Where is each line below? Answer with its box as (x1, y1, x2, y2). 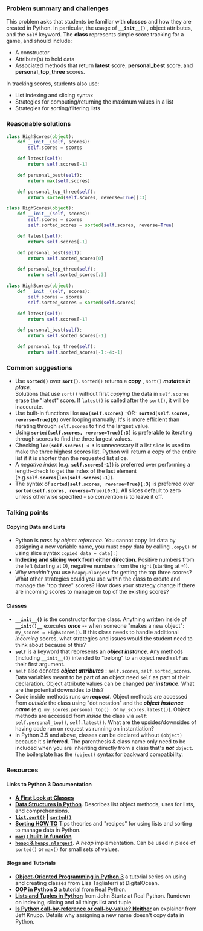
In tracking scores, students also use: (6, 80, 100, 87)
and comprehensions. (14, 807, 69, 814)
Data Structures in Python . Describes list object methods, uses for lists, (14, 800, 195, 808)
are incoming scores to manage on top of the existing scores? (14, 588, 169, 596)
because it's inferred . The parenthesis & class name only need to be (14, 737, 186, 745)
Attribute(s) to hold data (14, 56, 75, 63)
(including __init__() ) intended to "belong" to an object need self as (14, 654, 188, 661)
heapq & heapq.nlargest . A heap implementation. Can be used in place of (14, 839, 196, 846)
